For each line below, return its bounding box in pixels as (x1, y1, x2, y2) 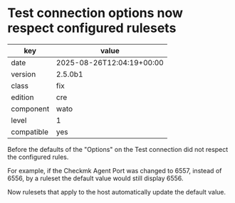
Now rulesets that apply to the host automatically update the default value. (7, 187, 226, 196)
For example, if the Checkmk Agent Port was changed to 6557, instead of (7, 166, 222, 175)
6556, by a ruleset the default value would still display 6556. (7, 174, 184, 182)
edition (11, 92, 34, 102)
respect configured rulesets (7, 20, 177, 36)
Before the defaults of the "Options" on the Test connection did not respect (7, 145, 229, 153)
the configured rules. (7, 153, 69, 161)
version (11, 69, 36, 79)
